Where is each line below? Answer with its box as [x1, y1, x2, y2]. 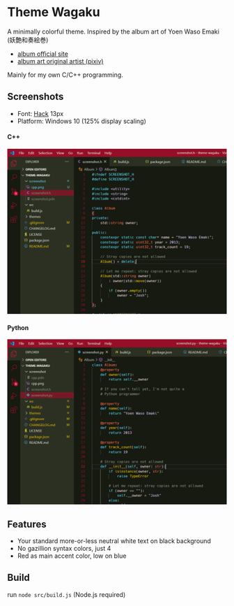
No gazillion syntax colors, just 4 [17, 544, 111, 552]
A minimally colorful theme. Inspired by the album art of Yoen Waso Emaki [7, 27, 219, 36]
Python [7, 323, 29, 332]
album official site [17, 50, 68, 58]
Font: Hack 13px [17, 109, 64, 117]
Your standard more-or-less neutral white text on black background [17, 536, 211, 545]
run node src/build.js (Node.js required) [7, 590, 126, 598]
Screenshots [7, 91, 64, 103]
